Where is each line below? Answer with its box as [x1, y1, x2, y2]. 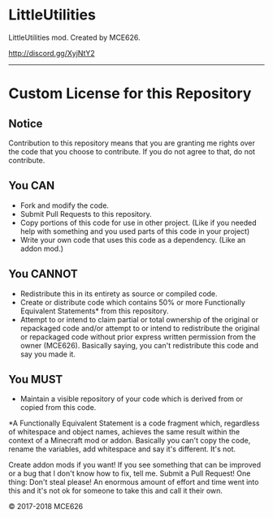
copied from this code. [19, 403, 97, 412]
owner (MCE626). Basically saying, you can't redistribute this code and [19, 340, 258, 350]
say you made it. [19, 349, 76, 359]
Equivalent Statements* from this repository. [19, 306, 169, 316]
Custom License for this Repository [8, 84, 252, 103]
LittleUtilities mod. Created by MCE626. [8, 32, 141, 42]
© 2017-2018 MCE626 [8, 502, 84, 512]
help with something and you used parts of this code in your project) [19, 226, 250, 236]
